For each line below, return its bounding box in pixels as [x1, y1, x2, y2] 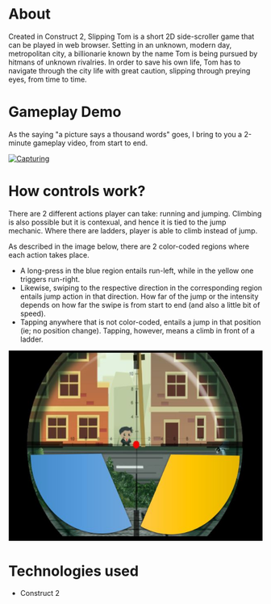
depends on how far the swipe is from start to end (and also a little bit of [19, 300, 261, 309]
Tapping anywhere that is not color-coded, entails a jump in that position [19, 317, 261, 327]
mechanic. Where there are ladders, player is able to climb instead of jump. [8, 225, 258, 235]
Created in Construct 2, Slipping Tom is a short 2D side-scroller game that [8, 31, 255, 41]
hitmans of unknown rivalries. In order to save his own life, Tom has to [8, 57, 241, 67]
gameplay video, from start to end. [32, 138, 148, 148]
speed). [19, 308, 46, 318]
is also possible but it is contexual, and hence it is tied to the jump [8, 217, 227, 227]
